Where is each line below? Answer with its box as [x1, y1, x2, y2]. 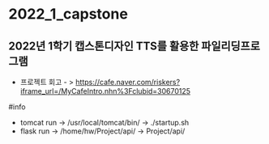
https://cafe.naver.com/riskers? [75, 78, 181, 87]
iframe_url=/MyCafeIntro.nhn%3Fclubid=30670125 [19, 87, 191, 95]
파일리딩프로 [201, 39, 261, 53]
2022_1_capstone [8, 5, 128, 23]
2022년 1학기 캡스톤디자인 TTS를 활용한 [8, 39, 199, 53]
